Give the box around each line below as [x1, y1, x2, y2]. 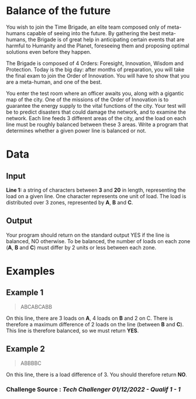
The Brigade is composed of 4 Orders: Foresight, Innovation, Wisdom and [6, 60, 184, 67]
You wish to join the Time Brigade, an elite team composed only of [6, 23, 166, 30]
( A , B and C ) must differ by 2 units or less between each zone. [6, 244, 157, 251]
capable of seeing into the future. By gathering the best [26, 29, 160, 36]
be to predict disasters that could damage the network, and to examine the [6, 108, 186, 115]
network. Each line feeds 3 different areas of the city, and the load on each [6, 114, 186, 121]
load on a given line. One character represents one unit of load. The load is [6, 192, 187, 200]
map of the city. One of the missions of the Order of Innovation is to [6, 96, 169, 103]
